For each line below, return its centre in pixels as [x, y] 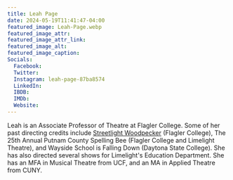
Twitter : [26, 72]
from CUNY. [25, 170]
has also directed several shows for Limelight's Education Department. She [116, 155]
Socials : [20, 60]
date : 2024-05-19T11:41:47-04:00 [56, 20]
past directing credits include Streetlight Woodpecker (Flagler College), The [116, 133]
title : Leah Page [33, 14]
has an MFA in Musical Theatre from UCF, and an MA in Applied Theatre [111, 162]
